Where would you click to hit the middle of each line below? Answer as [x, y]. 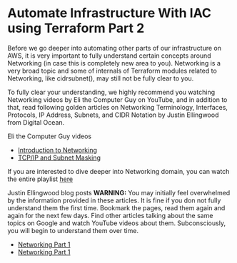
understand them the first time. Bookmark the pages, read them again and [116, 207]
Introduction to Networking [57, 150]
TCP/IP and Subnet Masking [59, 158]
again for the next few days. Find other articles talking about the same [110, 215]
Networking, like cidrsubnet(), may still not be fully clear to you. [101, 78]
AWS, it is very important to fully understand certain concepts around [110, 56]
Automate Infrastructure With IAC [110, 13]
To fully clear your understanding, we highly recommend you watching [111, 92]
